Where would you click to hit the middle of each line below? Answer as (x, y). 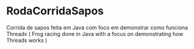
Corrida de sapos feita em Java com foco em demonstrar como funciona (97, 27)
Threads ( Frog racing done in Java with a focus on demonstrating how (95, 33)
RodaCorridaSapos (55, 11)
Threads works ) (27, 40)
